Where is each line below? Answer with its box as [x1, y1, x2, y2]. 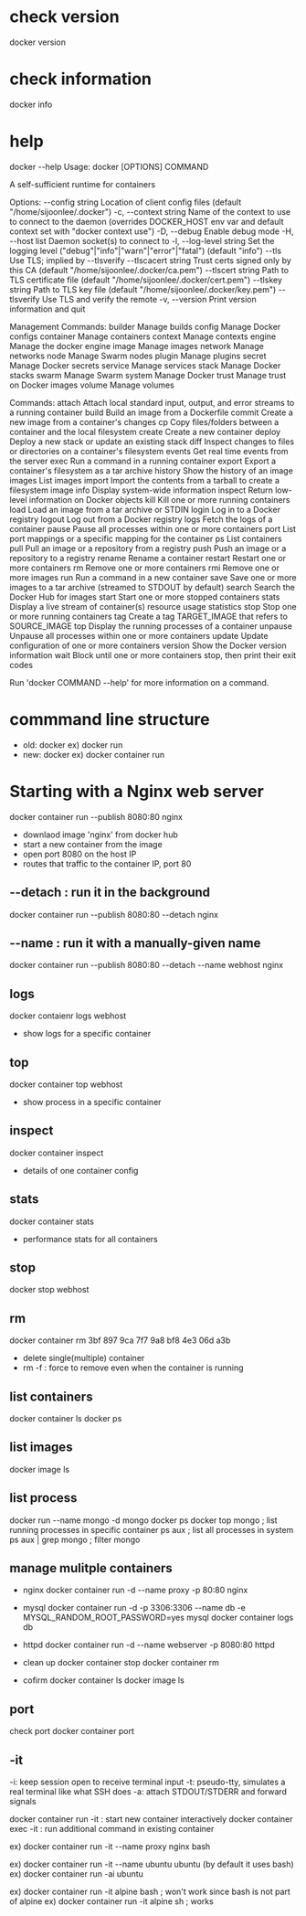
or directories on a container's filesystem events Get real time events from [9, 445, 289, 456]
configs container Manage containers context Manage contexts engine [9, 331, 277, 342]
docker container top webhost [9, 1079, 123, 1090]
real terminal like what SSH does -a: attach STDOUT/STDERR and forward [9, 1786, 288, 1797]
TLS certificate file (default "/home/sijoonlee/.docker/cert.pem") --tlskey [9, 274, 283, 285]
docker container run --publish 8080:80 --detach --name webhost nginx [9, 960, 284, 971]
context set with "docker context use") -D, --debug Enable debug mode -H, [9, 226, 294, 237]
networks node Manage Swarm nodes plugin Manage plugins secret [9, 350, 267, 361]
